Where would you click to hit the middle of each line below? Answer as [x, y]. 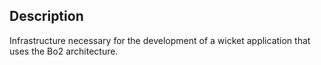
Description [46, 16]
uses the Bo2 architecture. [64, 51]
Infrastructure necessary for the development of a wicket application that [160, 40]
